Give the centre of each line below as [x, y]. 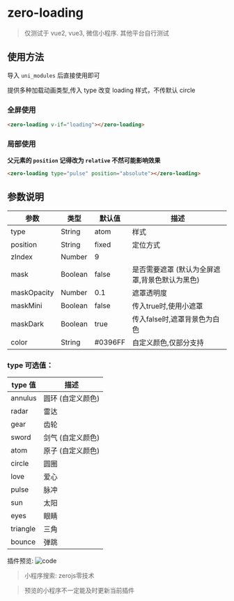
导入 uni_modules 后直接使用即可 [54, 75]
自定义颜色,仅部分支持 [168, 342]
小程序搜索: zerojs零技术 [59, 576]
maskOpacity [32, 292]
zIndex [22, 257]
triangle [23, 529]
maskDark [27, 324]
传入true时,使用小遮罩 [167, 306]
